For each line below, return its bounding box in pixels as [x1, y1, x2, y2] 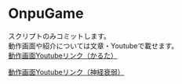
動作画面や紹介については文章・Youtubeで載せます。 [8, 40, 179, 51]
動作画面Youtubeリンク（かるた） [8, 51, 118, 60]
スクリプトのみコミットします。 [8, 31, 111, 40]
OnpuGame [8, 5, 84, 23]
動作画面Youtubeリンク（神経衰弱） [8, 67, 125, 76]
